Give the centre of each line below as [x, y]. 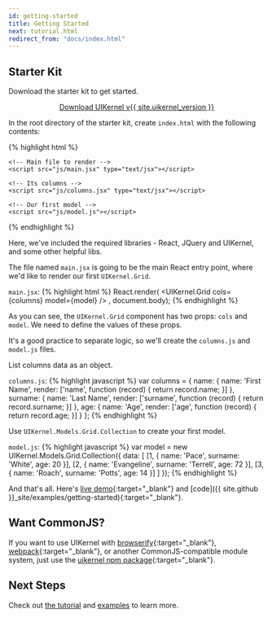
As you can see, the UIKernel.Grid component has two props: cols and [128, 316]
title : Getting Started [49, 24]
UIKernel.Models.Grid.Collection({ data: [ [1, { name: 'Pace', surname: [124, 456]
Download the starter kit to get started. [73, 91]
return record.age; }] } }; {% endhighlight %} [83, 415]
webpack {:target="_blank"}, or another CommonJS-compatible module [128, 551]
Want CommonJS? [57, 523]
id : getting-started [44, 16]
